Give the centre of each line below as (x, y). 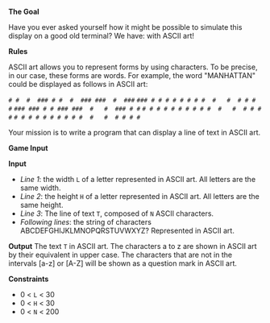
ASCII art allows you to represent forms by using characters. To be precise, (133, 67)
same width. (40, 188)
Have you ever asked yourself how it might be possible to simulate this (125, 27)
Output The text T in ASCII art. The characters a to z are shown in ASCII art (133, 246)
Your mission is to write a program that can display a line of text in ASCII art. (135, 133)
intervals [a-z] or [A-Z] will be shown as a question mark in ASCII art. (123, 263)
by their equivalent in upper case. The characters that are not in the (120, 255)
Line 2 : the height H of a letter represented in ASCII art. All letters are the (139, 196)
